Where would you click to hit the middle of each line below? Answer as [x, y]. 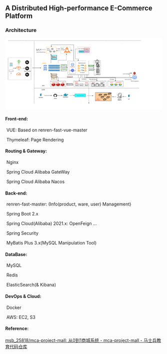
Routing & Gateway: [26, 151]
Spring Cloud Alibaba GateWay [38, 172]
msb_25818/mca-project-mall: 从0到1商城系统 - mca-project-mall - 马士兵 [81, 340]
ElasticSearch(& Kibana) [31, 285]
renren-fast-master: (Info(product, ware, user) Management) [69, 204]
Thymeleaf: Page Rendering [35, 139]
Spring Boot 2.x [22, 214]
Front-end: [17, 119]
